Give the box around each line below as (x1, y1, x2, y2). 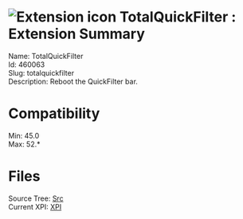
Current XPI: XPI (8, 201, 62, 211)
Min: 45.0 (8, 131, 40, 140)
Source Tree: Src (8, 194, 64, 203)
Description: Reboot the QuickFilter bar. (8, 76, 138, 86)
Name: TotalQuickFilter (8, 51, 84, 61)
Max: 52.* (8, 139, 41, 149)
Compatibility (8, 104, 100, 123)
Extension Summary (8, 25, 146, 43)
